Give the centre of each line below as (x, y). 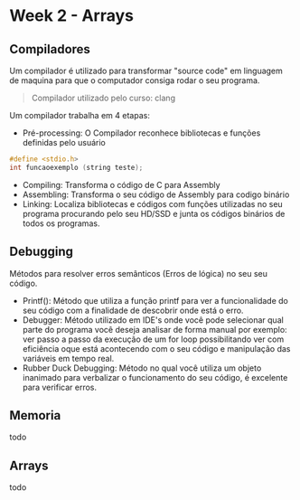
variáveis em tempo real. (68, 358)
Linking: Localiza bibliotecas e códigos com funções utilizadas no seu (152, 203)
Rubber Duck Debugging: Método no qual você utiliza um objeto (142, 368)
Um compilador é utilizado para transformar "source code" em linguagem (146, 71)
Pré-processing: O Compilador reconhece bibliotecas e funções (141, 133)
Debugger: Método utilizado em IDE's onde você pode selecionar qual (153, 320)
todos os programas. (61, 223)
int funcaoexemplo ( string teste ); (76, 167)
